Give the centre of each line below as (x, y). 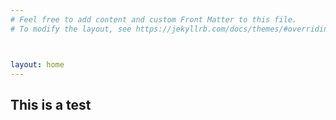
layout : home (37, 64)
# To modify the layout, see (71, 29)
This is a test (51, 104)
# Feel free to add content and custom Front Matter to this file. (154, 19)
